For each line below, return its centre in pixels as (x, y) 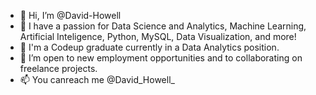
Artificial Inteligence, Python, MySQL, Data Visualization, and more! (158, 36)
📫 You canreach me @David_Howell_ (97, 79)
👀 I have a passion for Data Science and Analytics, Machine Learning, (163, 26)
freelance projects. (58, 68)
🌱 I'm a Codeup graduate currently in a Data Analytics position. (149, 47)
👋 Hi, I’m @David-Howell (70, 15)
